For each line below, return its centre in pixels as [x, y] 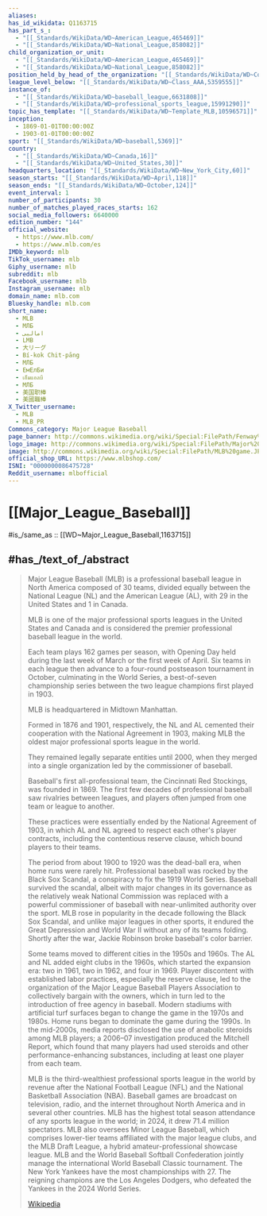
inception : [26, 119]
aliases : [23, 15]
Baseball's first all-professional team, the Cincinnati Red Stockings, [137, 781]
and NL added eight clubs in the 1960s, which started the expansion [139, 962]
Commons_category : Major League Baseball [78, 429]
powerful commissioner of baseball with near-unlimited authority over [142, 904]
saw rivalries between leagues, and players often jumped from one [137, 797]
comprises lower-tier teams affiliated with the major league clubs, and [142, 1137]
